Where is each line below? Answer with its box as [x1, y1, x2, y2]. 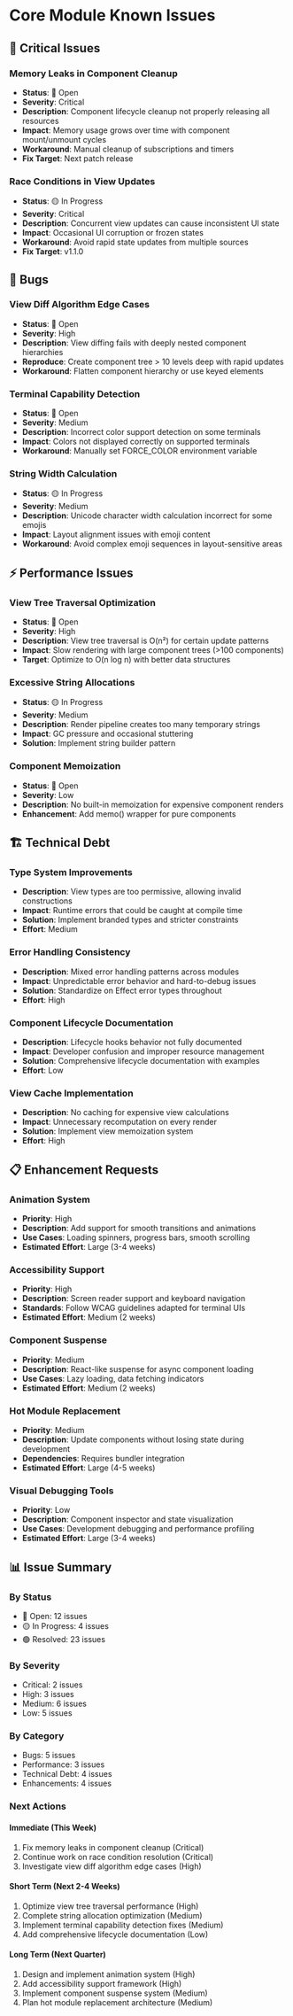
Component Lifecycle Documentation [9, 1016, 174, 1028]
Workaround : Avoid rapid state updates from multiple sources [21, 236, 250, 248]
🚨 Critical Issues [9, 41, 101, 56]
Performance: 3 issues [21, 1759, 105, 1770]
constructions [21, 896, 73, 906]
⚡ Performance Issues [9, 565, 135, 580]
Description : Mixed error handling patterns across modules [21, 966, 240, 977]
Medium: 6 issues [21, 1698, 87, 1710]
